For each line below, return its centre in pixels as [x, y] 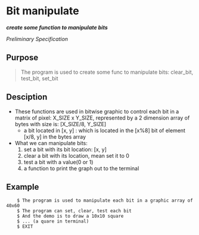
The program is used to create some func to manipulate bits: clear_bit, [107, 72]
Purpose [22, 58]
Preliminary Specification [37, 39]
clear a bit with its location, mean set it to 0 [77, 155]
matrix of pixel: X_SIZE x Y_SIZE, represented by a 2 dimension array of [102, 118]
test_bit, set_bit [39, 78]
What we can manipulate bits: [51, 143]
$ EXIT [25, 227]
